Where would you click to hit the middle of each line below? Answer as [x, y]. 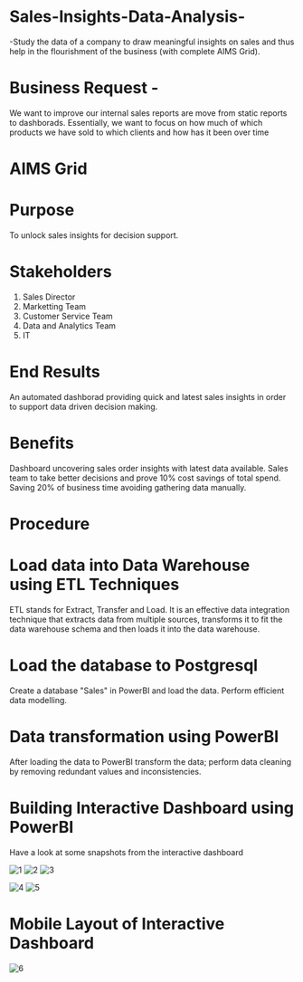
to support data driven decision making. [84, 406]
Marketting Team [54, 306]
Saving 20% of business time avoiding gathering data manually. [128, 487]
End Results [55, 372]
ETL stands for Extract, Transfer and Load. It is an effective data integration [150, 609]
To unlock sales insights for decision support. [94, 235]
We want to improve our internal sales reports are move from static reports [148, 113]
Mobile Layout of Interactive [117, 924]
